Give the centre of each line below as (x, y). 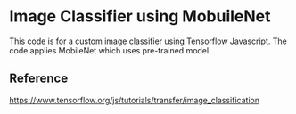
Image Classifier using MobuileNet (140, 16)
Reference (39, 79)
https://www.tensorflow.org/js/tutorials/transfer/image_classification (135, 100)
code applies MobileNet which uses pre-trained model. (110, 50)
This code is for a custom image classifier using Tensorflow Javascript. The (148, 41)
